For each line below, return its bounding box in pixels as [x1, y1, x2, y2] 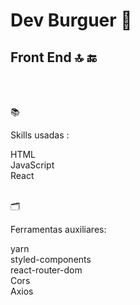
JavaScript [10, 159, 55, 171]
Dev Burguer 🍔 [10, 9, 133, 32]
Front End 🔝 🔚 [10, 49, 97, 66]
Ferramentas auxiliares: [10, 224, 107, 235]
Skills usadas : [10, 129, 70, 141]
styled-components [10, 254, 92, 265]
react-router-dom [10, 264, 83, 276]
